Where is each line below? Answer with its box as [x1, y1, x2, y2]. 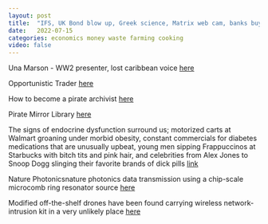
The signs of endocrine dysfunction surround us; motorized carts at [8, 125, 231, 135]
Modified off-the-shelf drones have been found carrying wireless [8, 198, 223, 208]
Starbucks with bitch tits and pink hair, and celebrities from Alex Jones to [8, 151, 249, 160]
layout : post [8, 11, 52, 20]
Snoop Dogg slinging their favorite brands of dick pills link [8, 159, 199, 168]
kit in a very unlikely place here [38, 206, 141, 216]
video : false [8, 41, 52, 49]
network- [223, 198, 254, 208]
